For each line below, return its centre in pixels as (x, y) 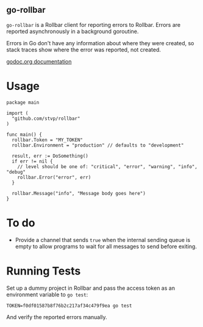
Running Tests (44, 271)
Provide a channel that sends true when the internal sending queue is (103, 240)
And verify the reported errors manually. (57, 317)
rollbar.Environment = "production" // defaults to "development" (98, 145)
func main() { (24, 134)
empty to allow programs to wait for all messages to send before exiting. (106, 246)
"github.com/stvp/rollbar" (46, 119)
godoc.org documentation (39, 61)
